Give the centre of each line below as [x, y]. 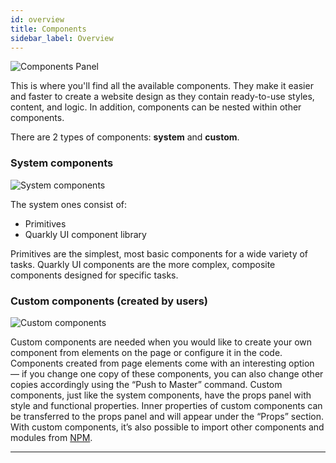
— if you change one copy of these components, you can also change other [167, 373]
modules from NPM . [51, 437]
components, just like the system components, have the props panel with [161, 395]
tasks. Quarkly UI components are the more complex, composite [143, 264]
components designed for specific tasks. [94, 275]
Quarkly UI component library [85, 234]
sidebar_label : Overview [62, 38]
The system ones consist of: [68, 204]
